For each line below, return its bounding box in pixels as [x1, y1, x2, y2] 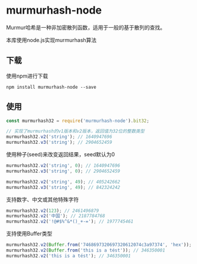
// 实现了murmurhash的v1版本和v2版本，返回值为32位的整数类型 [6, 128, 145, 134]
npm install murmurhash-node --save [6, 84, 96, 90]
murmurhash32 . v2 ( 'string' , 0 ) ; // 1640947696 [6, 163, 120, 169]
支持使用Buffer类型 [6, 230, 53, 237]
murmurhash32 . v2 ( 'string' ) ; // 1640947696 [6, 134, 112, 140]
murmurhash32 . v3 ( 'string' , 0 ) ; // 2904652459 [6, 168, 120, 174]
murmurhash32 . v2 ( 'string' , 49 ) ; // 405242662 [6, 179, 120, 185]
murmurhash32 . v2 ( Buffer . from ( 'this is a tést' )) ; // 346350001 [6, 247, 166, 253]
